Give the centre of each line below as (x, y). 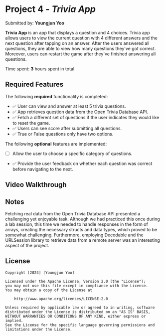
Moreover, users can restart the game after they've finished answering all (81, 54)
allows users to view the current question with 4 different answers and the (82, 38)
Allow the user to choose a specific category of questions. (72, 154)
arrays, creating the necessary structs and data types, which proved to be (81, 230)
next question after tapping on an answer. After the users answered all (77, 43)
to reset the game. (31, 123)
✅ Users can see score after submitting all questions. (67, 128)
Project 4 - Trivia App (51, 9)
